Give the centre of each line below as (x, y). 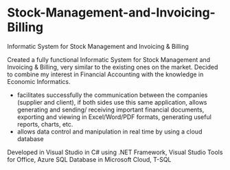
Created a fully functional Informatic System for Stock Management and (109, 59)
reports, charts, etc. (45, 124)
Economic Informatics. (39, 81)
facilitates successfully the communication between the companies (112, 95)
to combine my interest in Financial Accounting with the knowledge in (105, 74)
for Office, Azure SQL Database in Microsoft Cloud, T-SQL (89, 159)
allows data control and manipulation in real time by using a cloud (110, 131)
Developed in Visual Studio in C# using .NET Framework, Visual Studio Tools (115, 152)
